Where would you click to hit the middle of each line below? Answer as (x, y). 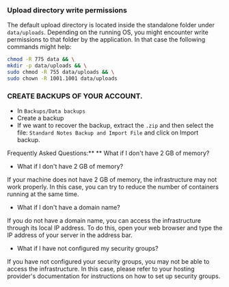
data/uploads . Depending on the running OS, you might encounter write (108, 32)
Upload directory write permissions (67, 10)
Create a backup (40, 118)
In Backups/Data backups (51, 111)
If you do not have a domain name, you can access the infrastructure (104, 221)
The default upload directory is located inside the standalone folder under (111, 25)
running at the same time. (43, 194)
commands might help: (39, 47)
